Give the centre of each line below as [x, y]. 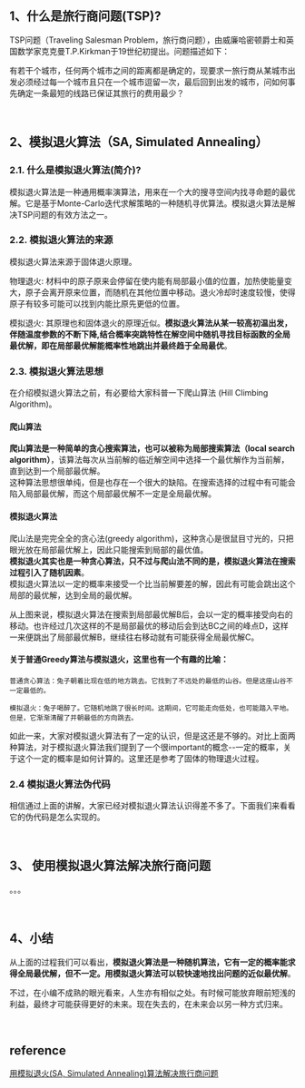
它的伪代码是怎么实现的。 [57, 817]
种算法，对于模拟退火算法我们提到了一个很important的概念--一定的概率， [147, 747]
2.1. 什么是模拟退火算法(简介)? [75, 171]
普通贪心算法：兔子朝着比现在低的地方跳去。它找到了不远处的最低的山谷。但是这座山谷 [148, 681]
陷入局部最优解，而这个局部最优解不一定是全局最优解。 [113, 494]
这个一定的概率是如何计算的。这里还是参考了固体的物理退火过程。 [140, 758]
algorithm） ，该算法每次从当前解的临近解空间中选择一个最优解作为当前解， [149, 460]
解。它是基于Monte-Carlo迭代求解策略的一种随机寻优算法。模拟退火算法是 [148, 203]
